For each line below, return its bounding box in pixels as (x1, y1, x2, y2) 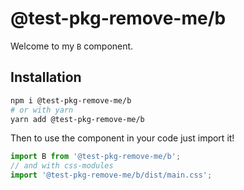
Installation (10, 69, 82, 86)
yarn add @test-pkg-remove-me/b (10, 114, 145, 124)
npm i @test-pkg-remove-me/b (10, 95, 132, 106)
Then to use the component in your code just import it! (10, 132, 235, 144)
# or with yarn (10, 105, 74, 115)
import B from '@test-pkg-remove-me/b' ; (10, 152, 182, 162)
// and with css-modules (10, 161, 114, 171)
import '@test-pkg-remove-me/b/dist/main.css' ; (10, 170, 213, 181)
